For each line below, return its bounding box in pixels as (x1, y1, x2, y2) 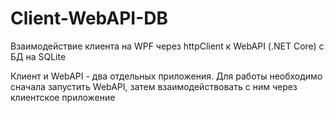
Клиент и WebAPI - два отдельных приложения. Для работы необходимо (10, 70, 323, 82)
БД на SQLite (10, 50, 67, 62)
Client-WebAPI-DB (10, 7, 169, 30)
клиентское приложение (10, 91, 116, 103)
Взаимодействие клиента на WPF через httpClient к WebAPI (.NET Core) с (10, 40, 325, 52)
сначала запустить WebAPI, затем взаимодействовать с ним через (10, 80, 298, 92)
